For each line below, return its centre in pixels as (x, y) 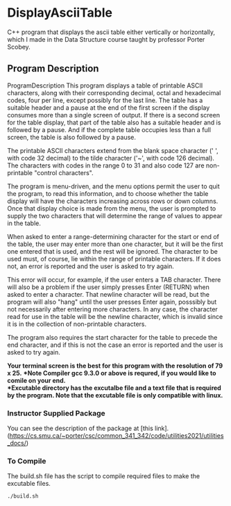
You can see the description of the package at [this (80, 428)
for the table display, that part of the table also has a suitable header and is (114, 122)
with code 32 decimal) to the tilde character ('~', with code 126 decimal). (111, 158)
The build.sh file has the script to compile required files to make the (103, 476)
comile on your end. (36, 380)
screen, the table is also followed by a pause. (72, 137)
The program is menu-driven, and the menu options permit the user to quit (113, 186)
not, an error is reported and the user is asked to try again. (91, 266)
